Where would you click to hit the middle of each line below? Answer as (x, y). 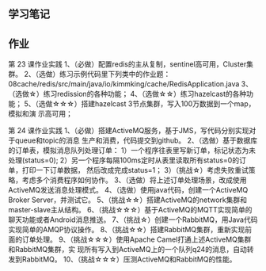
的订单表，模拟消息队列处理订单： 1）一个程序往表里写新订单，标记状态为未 (132, 151)
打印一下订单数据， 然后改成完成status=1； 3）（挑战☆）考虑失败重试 (135, 170)
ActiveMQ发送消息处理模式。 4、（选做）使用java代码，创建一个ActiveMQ (128, 190)
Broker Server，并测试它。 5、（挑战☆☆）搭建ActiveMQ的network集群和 (128, 200)
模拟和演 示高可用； (40, 114)
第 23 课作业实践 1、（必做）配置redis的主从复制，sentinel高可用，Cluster (127, 64)
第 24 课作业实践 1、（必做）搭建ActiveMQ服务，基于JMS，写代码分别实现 (129, 131)
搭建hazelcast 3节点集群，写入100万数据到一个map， (168, 104)
